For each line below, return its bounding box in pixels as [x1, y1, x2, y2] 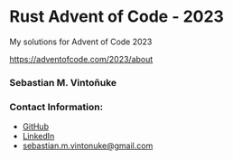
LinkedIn [22, 131, 55, 142]
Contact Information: [9, 100, 104, 113]
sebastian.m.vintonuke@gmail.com [22, 140, 154, 151]
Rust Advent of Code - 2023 [9, 6, 224, 27]
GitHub [22, 121, 50, 132]
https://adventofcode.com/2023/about [9, 53, 154, 64]
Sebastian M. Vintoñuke [9, 76, 117, 89]
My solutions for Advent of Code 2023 [9, 36, 153, 47]
